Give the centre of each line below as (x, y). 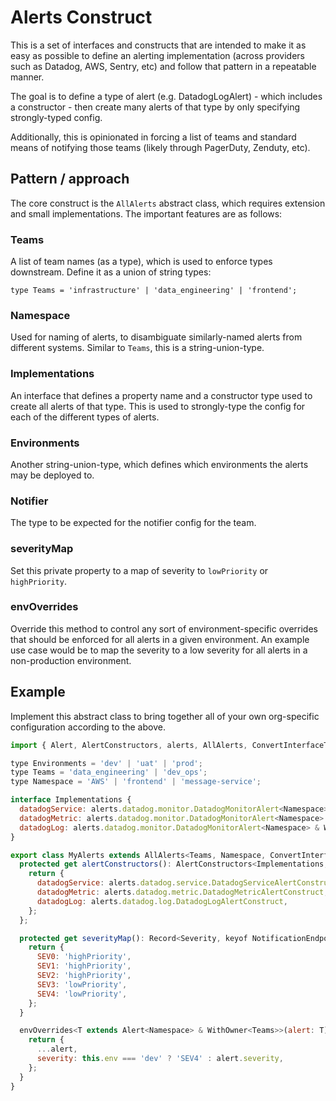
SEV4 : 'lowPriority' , (82, 994)
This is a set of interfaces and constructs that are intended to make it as (158, 45)
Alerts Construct (81, 17)
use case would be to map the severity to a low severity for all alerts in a (159, 650)
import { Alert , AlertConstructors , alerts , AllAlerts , (129, 745)
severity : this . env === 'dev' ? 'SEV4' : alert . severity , (160, 1059)
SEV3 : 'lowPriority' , (82, 984)
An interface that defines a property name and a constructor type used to (161, 395)
